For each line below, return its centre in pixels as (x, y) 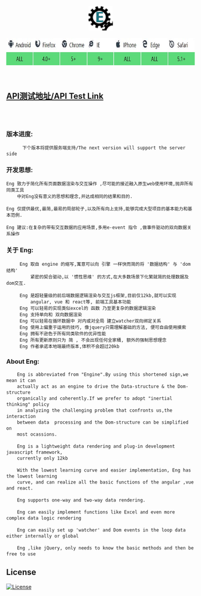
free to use (21, 554)
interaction (21, 416)
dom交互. (16, 283)
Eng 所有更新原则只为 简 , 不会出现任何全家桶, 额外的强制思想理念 (93, 340)
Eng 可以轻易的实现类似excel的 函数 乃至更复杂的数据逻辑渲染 (88, 308)
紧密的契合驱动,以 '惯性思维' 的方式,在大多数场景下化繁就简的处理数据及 (109, 277)
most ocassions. (37, 434)
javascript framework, (34, 452)
